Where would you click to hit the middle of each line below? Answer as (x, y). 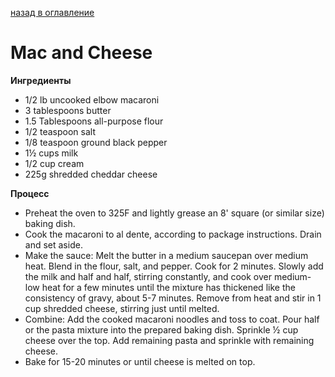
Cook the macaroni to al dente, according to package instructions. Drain (173, 234)
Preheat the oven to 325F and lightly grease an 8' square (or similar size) (174, 213)
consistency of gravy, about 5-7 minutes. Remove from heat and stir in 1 (173, 298)
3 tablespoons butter (68, 110)
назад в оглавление (52, 12)
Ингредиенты (41, 80)
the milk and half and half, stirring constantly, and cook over (148, 276)
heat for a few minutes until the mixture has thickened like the (168, 287)
